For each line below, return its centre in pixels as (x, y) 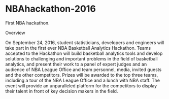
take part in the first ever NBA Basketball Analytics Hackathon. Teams (78, 48)
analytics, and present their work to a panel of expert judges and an (76, 64)
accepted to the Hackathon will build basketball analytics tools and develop (84, 53)
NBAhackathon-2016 (51, 9)
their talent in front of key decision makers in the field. (62, 91)
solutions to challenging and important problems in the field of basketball (82, 58)
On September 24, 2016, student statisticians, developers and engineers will (85, 42)
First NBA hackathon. (27, 23)
